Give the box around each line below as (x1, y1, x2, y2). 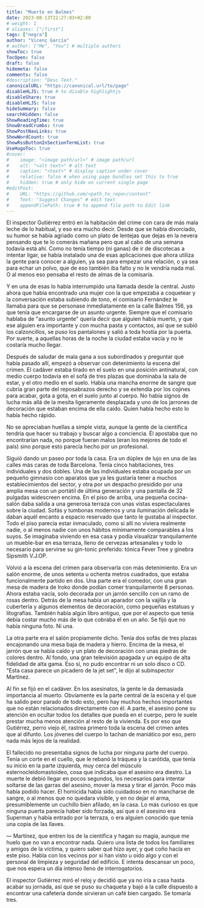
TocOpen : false (6, 54, 45, 61)
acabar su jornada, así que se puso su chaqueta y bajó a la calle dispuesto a (6, 883, 198, 890)
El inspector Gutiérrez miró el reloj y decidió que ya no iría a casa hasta (6, 877, 185, 884)
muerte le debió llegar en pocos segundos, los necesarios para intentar (6, 775, 186, 783)
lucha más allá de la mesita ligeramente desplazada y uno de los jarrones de (6, 399, 198, 406)
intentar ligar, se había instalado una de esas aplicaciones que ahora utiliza (6, 251, 194, 259)
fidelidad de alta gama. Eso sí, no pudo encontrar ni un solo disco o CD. (6, 660, 186, 668)
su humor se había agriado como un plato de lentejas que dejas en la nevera (6, 232, 198, 239)
